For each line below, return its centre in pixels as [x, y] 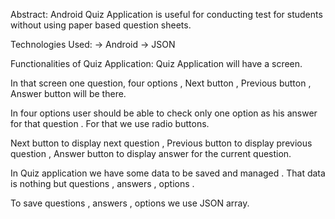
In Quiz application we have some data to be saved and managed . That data [168, 173]
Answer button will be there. [68, 93]
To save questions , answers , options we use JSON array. [130, 203]
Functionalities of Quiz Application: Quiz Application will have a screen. [156, 63]
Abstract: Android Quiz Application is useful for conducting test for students [166, 14]
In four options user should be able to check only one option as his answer [164, 113]
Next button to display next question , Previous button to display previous [161, 143]
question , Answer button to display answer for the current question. [151, 153]
